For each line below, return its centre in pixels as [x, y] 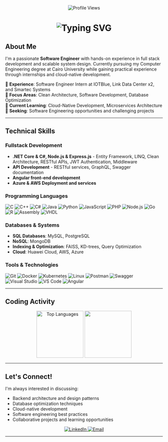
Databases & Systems [32, 225]
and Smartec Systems [28, 89]
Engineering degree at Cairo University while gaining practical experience [81, 69]
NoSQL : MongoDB [31, 241]
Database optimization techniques [48, 404]
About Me [21, 46]
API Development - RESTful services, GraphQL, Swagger [71, 167]
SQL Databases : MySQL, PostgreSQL [51, 236]
